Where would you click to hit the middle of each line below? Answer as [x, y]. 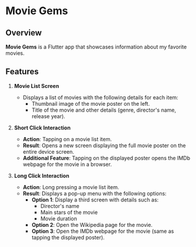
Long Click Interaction [41, 175]
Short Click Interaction [42, 128]
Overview [24, 33]
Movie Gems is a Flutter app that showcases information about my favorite [96, 47]
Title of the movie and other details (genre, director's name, [104, 110]
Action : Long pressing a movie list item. [71, 187]
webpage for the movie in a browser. [67, 164]
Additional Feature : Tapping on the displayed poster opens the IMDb [107, 158]
